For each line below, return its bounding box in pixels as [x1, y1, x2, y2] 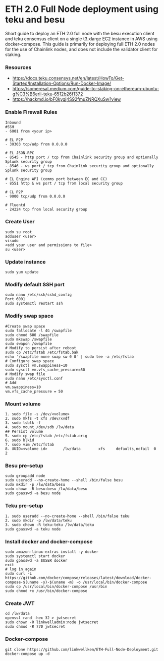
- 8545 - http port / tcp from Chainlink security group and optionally [5, 155, 159, 160]
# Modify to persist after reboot [5, 345, 77, 350]
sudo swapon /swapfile [5, 341, 52, 346]
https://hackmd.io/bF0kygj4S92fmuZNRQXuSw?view [12, 96, 121, 102]
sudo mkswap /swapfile [5, 336, 52, 342]
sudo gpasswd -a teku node [5, 527, 61, 531]
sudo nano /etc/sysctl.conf [5, 376, 63, 381]
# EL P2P [5, 137, 23, 142]
